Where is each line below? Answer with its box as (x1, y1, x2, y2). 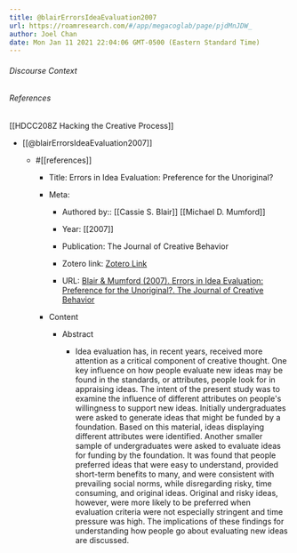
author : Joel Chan (9, 29, 77, 38)
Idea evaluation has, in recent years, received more (75, 346, 263, 357)
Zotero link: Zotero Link (61, 259, 148, 269)
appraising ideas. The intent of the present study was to (75, 384, 280, 395)
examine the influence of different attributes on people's (75, 393, 282, 405)
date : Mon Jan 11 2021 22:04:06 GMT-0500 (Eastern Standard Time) (9, 37, 261, 47)
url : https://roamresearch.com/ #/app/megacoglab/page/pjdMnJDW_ (9, 21, 253, 30)
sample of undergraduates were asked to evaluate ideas (75, 441, 282, 452)
